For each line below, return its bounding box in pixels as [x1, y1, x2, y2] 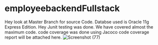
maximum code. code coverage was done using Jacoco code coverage [4, 29, 149, 35]
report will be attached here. [4, 34, 62, 40]
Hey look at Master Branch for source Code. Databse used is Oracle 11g [4, 19, 149, 25]
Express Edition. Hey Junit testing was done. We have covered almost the [4, 24, 154, 30]
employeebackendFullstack [4, 3, 120, 14]
